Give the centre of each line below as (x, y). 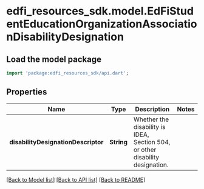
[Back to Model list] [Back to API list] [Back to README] (76, 179)
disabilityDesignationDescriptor (56, 142)
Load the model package (54, 59)
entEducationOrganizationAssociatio (102, 24)
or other (145, 150)
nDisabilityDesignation (65, 37)
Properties (27, 92)
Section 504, (152, 142)
